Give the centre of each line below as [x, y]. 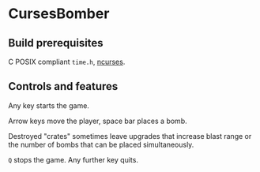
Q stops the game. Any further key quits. [73, 159]
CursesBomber [59, 14]
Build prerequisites [56, 43]
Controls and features [63, 86]
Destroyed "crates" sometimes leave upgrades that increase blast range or [130, 136]
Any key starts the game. [49, 105]
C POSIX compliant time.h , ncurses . [67, 62]
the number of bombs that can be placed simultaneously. [101, 144]
